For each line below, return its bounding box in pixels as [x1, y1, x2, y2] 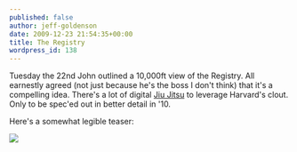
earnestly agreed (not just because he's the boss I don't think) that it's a [9, 80, 273, 91]
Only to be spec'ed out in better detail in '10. [9, 99, 172, 109]
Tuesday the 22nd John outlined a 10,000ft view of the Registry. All [9, 70, 255, 81]
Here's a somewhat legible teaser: [9, 116, 135, 127]
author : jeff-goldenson [9, 21, 98, 30]
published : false [9, 12, 74, 22]
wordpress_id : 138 [9, 46, 77, 55]
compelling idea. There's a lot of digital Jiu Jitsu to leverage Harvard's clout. [9, 90, 289, 100]
